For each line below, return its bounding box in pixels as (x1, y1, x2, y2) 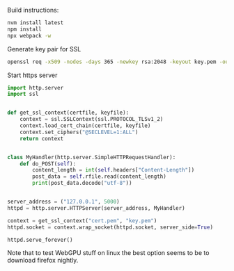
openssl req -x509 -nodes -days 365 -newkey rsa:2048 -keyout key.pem (7, 58, 217, 65)
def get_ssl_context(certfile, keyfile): (7, 109, 130, 117)
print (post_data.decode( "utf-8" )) (32, 180, 132, 187)
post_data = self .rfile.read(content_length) (32, 173, 167, 180)
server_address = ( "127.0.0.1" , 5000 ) (7, 198, 120, 205)
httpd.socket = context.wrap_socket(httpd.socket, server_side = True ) (7, 224, 214, 231)
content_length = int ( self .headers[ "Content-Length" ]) (32, 167, 195, 174)
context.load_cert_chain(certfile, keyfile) (19, 122, 151, 129)
